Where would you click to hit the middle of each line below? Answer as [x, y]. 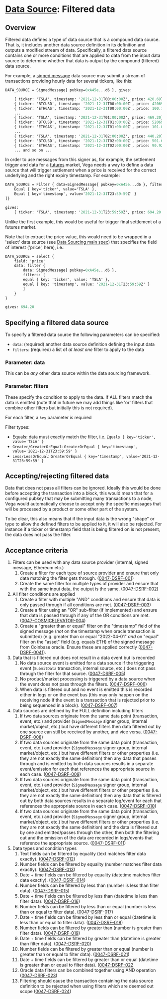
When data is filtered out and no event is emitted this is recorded [86, 689]
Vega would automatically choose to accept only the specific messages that [83, 504]
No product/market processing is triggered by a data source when [87, 679]
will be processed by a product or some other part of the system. [72, 509]
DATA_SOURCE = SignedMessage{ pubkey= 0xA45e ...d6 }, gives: [69, 90]
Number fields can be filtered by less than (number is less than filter [89, 885]
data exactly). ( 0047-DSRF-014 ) [53, 880]
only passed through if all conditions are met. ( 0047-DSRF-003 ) [85, 605]
